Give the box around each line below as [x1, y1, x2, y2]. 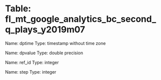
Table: [5, 3, 31, 14]
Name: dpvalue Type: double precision [5, 50, 83, 56]
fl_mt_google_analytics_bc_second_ [5, 13, 156, 25]
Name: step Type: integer [5, 69, 56, 75]
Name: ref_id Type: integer [5, 59, 59, 65]
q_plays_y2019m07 [5, 24, 85, 35]
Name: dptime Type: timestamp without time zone [5, 40, 106, 46]
